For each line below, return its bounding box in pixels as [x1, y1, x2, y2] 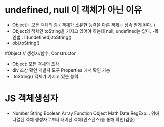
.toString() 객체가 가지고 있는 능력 [12, 73, 79, 79]
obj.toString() [12, 40, 40, 46]
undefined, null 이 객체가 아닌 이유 [5, 4, 142, 16]
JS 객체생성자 [5, 93, 59, 104]
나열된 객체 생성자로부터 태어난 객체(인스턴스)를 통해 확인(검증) [12, 116, 135, 122]
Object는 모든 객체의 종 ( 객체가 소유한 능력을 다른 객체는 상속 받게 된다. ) [12, 22, 156, 28]
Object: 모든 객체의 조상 [12, 61, 60, 67]
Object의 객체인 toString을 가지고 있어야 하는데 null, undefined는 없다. [12, 28, 151, 34]
